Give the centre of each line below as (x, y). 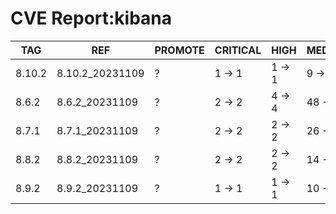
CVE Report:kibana (91, 18)
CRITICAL (238, 50)
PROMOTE (179, 50)
